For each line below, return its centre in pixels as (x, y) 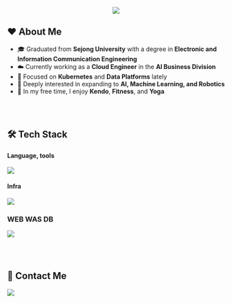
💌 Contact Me (37, 276)
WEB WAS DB (30, 219)
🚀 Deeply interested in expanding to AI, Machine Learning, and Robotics (121, 84)
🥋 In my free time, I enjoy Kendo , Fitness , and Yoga (90, 91)
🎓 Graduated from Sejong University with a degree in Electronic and (117, 49)
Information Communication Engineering (77, 59)
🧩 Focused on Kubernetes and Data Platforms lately (92, 77)
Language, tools (31, 155)
